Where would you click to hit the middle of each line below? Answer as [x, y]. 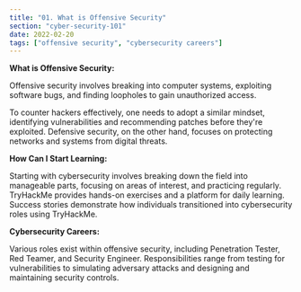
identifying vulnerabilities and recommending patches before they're [136, 122]
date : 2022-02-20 [42, 34]
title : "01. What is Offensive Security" [88, 18]
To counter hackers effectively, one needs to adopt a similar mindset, [137, 112]
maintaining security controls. [64, 278]
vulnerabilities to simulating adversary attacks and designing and [129, 268]
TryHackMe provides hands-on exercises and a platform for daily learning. [147, 195]
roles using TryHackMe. [53, 214]
